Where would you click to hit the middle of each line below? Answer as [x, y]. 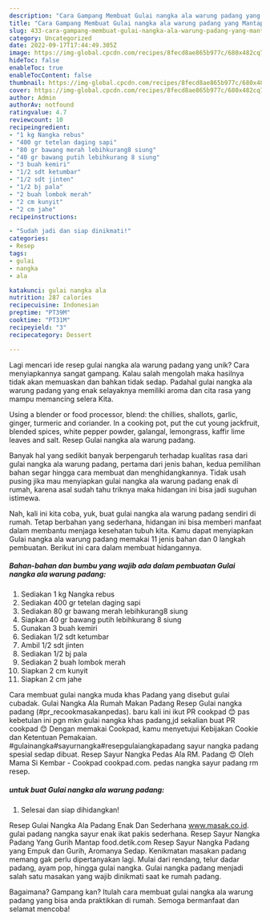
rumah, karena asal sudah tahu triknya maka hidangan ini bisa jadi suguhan [133, 489]
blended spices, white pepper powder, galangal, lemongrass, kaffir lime [127, 431]
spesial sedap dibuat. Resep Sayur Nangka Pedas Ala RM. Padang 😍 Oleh [131, 754]
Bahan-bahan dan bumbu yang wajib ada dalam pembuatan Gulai [122, 566]
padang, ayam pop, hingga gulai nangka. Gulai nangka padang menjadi [126, 868]
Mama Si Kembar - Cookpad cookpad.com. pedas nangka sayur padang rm [134, 763]
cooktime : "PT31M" [40, 320]
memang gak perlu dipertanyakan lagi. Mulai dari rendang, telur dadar [124, 860]
